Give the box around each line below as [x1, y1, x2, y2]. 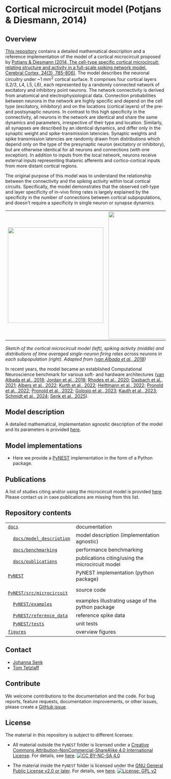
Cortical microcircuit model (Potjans [5, 4, 161, 15]
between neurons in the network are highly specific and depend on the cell [5, 98, 163, 104]
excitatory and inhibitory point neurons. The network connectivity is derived [5, 87, 164, 93]
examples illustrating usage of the [75, 597, 157, 604]
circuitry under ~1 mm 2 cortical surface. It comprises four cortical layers [5, 75, 157, 82]
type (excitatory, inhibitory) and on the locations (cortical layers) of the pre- [5, 103, 164, 109]
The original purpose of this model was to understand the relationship [5, 172, 152, 179]
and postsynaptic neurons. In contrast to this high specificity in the [5, 109, 145, 115]
